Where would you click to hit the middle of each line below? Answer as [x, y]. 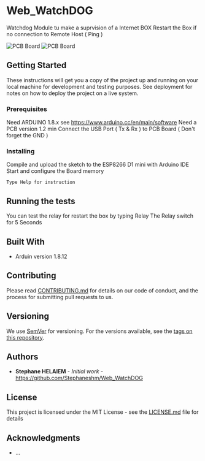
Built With [25, 242]
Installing [21, 151]
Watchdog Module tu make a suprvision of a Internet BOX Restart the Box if [102, 28]
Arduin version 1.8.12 [41, 256]
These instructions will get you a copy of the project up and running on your [102, 80]
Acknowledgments [44, 438]
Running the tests [41, 201]
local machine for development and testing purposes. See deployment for [99, 86]
